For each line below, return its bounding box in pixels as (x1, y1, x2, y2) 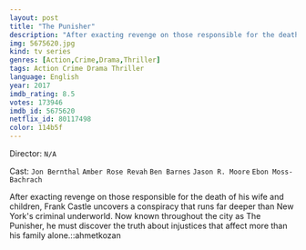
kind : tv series (9, 47, 71, 56)
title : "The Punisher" (9, 22, 96, 31)
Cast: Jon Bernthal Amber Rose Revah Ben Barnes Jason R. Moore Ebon (9, 165, 269, 176)
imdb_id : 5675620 (9, 106, 76, 115)
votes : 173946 (9, 97, 64, 107)
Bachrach (9, 175, 43, 185)
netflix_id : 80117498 (9, 115, 92, 124)
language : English (9, 73, 79, 82)
